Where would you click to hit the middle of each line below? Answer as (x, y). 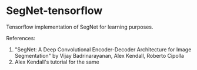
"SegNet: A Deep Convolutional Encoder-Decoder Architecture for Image (103, 49)
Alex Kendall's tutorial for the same (57, 62)
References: (21, 38)
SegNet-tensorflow (54, 11)
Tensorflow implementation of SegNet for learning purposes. (80, 27)
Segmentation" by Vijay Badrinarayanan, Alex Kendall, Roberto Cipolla (99, 55)
